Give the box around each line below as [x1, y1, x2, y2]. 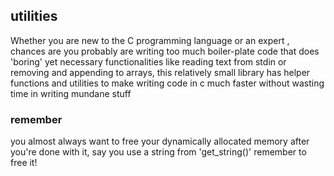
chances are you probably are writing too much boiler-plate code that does [10, 45, 320, 57]
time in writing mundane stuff [10, 87, 132, 99]
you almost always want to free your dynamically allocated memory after [10, 135, 310, 148]
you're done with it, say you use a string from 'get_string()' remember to [10, 146, 307, 158]
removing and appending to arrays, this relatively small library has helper [10, 66, 311, 78]
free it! [10, 157, 38, 169]
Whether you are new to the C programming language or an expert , [10, 34, 290, 46]
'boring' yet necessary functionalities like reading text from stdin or [10, 55, 287, 68]
